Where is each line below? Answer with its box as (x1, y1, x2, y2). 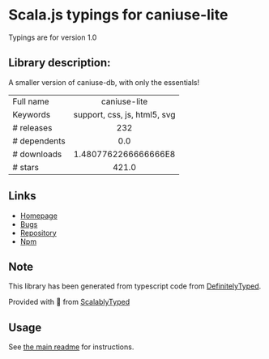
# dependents (12, 135, 66, 147)
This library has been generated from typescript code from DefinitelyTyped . (8, 281, 262, 291)
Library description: (8, 56, 111, 70)
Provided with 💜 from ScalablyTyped (8, 297, 130, 307)
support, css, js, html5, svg (73, 109, 176, 120)
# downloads (12, 148, 62, 160)
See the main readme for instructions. (8, 342, 134, 352)
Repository (19, 228, 57, 237)
